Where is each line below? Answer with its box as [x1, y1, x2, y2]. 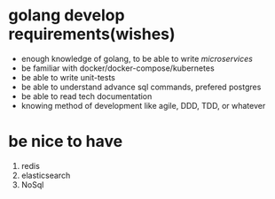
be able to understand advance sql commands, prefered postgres [20, 81, 262, 92]
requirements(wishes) [8, 24, 176, 44]
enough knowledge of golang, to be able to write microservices [20, 53, 254, 64]
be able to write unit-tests [20, 72, 116, 82]
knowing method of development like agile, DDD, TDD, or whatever [20, 100, 266, 111]
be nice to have [8, 132, 123, 151]
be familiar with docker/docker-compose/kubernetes [20, 63, 215, 73]
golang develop [8, 5, 125, 26]
